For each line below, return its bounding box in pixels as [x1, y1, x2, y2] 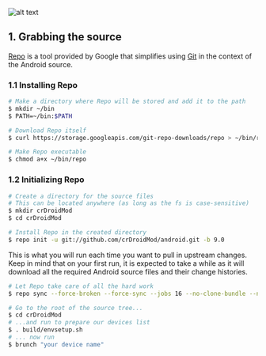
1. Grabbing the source [8, 30, 123, 44]
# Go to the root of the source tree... [8, 304, 144, 312]
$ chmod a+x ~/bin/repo [8, 155, 87, 164]
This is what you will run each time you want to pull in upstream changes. [8, 250, 248, 259]
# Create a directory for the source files [8, 192, 154, 200]
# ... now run [8, 333, 55, 342]
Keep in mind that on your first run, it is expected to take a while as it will [8, 258, 245, 268]
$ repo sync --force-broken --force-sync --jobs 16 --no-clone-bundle [8, 290, 246, 297]
